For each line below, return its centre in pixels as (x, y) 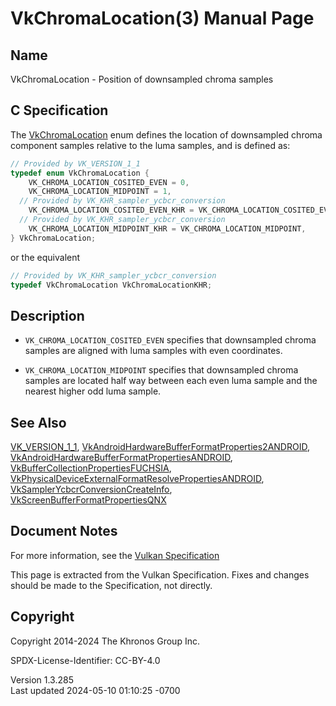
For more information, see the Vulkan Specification (115, 555)
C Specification (59, 110)
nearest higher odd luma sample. (93, 391)
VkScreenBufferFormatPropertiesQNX (88, 500)
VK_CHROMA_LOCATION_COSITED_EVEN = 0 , (109, 182)
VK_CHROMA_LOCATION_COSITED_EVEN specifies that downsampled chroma (170, 340)
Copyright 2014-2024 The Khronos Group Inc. (105, 641)
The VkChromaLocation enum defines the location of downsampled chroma (166, 134)
